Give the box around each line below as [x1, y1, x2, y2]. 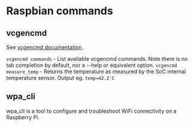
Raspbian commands [6, 4, 114, 18]
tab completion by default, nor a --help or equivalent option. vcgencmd [6, 61, 178, 69]
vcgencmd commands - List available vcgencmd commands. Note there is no [6, 55, 188, 62]
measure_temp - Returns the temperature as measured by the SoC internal [6, 68, 186, 75]
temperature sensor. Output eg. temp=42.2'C [6, 75, 115, 81]
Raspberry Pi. [6, 113, 40, 120]
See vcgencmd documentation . [6, 44, 84, 51]
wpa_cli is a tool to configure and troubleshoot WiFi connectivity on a [6, 107, 177, 114]
